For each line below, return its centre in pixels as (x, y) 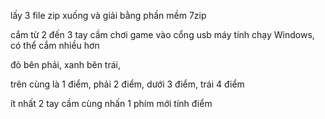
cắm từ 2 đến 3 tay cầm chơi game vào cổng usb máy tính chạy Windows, (162, 34)
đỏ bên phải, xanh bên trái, (65, 64)
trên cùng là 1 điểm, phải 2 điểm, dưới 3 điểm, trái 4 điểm (127, 84)
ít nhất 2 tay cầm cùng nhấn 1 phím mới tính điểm (111, 103)
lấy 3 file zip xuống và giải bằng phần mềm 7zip (108, 15)
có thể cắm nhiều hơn (55, 45)
